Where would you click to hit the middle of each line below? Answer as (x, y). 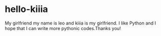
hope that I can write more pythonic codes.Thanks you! (63, 28)
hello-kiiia (26, 9)
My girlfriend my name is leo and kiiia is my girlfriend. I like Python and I (80, 23)
